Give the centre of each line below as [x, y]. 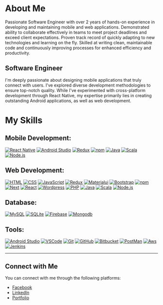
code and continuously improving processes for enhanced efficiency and [78, 48]
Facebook [22, 287]
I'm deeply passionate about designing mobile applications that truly [73, 80]
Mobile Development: [38, 138]
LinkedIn [21, 293]
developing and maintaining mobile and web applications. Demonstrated [77, 27]
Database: [21, 202]
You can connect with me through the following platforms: [63, 278]
